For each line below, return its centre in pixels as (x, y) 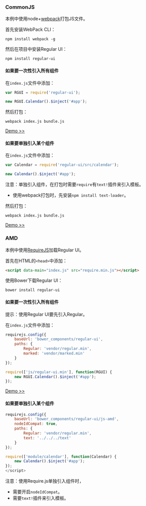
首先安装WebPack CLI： (30, 29)
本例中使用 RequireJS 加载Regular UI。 (45, 250)
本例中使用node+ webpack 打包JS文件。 (46, 19)
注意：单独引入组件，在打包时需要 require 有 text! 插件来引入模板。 (74, 185)
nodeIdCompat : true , (36, 424)
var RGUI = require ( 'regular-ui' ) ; (43, 92)
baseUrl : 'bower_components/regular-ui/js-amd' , (67, 419)
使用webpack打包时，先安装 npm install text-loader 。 (70, 195)
